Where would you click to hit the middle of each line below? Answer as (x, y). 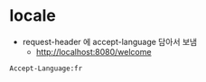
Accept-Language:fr (46, 68)
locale (33, 16)
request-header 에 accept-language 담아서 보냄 (109, 41)
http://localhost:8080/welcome (94, 51)
